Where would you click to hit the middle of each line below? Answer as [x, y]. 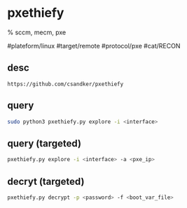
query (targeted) [44, 143]
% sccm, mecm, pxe [37, 32]
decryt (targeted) [46, 181]
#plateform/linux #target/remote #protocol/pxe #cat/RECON [94, 46]
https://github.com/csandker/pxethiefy [65, 84]
